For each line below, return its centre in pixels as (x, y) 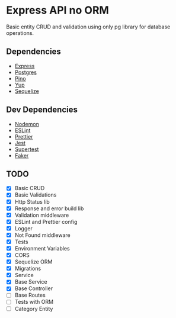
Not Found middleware (43, 235)
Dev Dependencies (42, 110)
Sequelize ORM (33, 262)
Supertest (27, 149)
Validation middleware (42, 215)
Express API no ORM (58, 10)
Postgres (26, 72)
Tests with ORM (34, 302)
